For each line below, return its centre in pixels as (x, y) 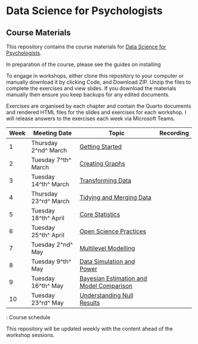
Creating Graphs (102, 163)
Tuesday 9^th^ (52, 262)
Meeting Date (53, 133)
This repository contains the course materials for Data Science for (86, 47)
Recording (174, 133)
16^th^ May (47, 286)
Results (90, 303)
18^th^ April (48, 218)
